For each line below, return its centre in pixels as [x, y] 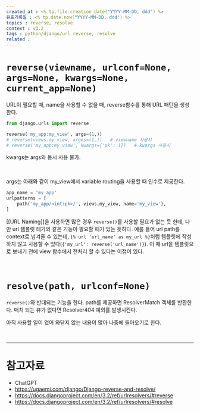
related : [18, 39]
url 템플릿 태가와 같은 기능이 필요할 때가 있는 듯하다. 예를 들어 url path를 [96, 229]
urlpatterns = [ [26, 198]
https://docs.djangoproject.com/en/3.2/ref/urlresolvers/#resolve [94, 401]
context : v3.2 [25, 28]
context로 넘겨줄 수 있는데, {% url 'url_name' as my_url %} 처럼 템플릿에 [93, 236]
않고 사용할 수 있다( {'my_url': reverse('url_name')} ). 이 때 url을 [95, 244]
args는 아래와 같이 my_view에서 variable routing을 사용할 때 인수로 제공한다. [96, 182]
